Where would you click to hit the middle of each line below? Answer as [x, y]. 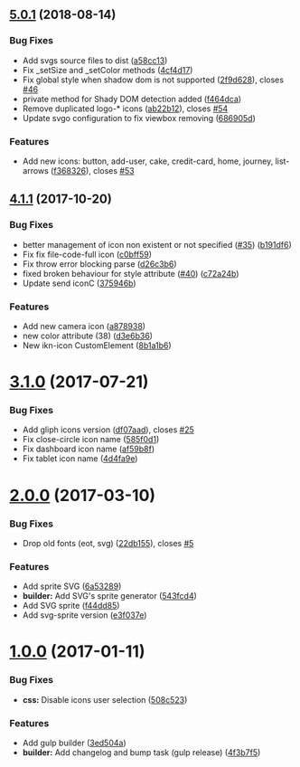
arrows [36, 170]
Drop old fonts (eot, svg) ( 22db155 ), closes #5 [108, 543]
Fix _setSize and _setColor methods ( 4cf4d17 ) [108, 70]
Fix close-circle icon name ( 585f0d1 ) [91, 440]
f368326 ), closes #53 [94, 170]
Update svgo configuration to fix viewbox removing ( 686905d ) [139, 118]
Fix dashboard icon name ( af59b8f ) [89, 449]
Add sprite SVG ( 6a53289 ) [72, 586]
